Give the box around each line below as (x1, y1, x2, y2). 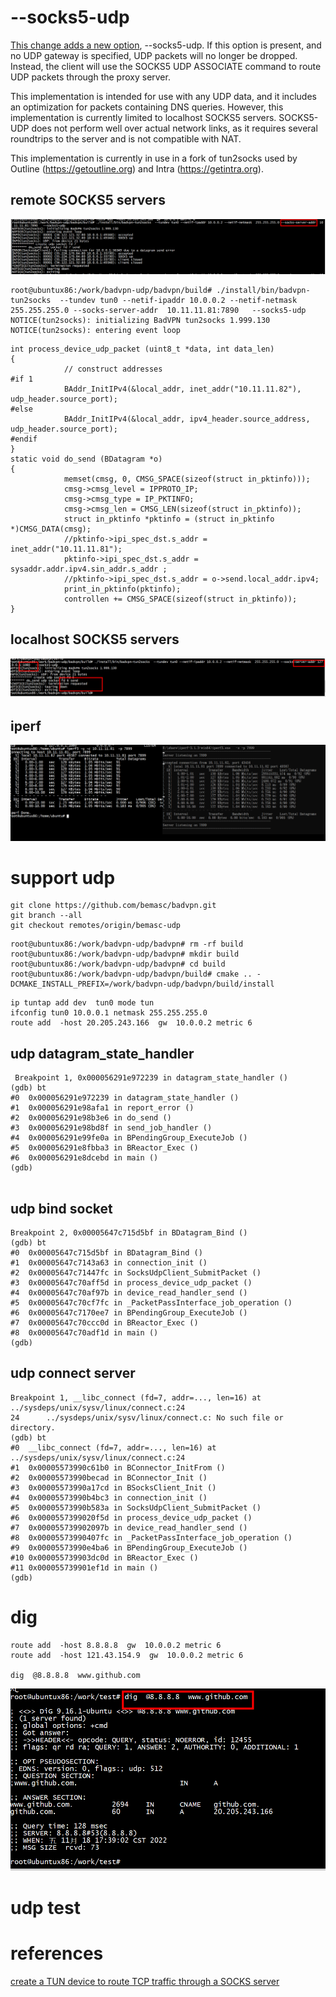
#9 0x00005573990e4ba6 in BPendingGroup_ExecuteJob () (10, 1542, 248, 1553)
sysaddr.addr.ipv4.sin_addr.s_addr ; (10, 564, 168, 574)
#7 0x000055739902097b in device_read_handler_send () (10, 1522, 248, 1533)
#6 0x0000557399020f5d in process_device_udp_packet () (10, 1512, 253, 1523)
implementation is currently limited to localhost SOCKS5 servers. (10, 111, 277, 123)
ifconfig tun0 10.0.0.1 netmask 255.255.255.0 (10, 1008, 208, 1018)
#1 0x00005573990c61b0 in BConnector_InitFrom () (10, 1462, 226, 1473)
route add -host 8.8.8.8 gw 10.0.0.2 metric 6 (10, 1640, 222, 1650)
